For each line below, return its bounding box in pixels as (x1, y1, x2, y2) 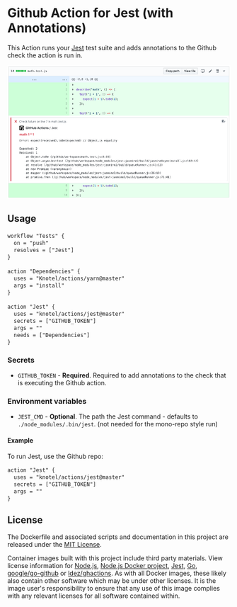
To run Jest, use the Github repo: (7, 452, 104, 460)
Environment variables (7, 396, 87, 406)
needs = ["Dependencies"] (13, 331, 91, 339)
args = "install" (13, 282, 65, 289)
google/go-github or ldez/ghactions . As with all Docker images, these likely (7, 569, 226, 578)
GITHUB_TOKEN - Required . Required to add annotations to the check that (17, 371, 226, 380)
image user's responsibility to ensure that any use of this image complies (7, 584, 221, 593)
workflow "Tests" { (7, 232, 65, 239)
